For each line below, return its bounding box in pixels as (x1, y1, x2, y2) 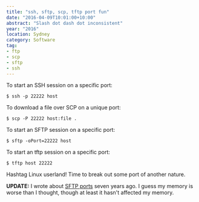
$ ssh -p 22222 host (6, 93, 59, 100)
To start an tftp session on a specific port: (6, 149, 111, 156)
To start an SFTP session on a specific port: (6, 126, 116, 134)
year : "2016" (6, 25, 39, 32)
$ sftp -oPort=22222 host (6, 138, 71, 144)
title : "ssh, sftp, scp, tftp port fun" (6, 8, 110, 15)
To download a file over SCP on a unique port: (6, 104, 121, 111)
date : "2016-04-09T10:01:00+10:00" (6, 15, 96, 21)
